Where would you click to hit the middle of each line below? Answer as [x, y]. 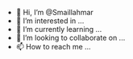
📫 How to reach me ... [53, 47]
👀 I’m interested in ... [50, 21]
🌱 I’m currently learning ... [59, 29]
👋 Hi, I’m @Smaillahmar [55, 12]
